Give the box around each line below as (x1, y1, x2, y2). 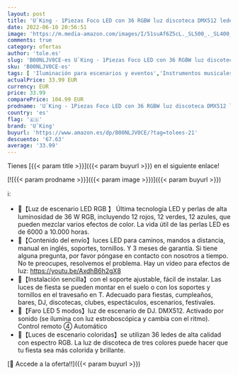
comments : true (7, 37, 52, 44)
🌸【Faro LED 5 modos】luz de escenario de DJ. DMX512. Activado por (17, 306, 225, 315)
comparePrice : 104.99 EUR (7, 96, 84, 103)
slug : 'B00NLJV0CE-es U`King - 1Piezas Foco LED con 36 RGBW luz (7, 57, 204, 64)
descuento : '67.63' (7, 135, 65, 142)
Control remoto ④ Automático (17, 322, 108, 330)
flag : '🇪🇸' (7, 116, 42, 123)
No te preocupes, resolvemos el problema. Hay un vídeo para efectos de (17, 259, 230, 268)
